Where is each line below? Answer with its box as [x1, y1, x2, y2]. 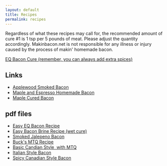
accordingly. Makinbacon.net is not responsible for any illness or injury [5, 41, 152, 47]
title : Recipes [5, 12, 37, 17]
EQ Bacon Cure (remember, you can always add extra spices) [5, 56, 133, 62]
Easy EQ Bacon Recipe [12, 123, 60, 129]
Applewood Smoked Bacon [12, 84, 69, 91]
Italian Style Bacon [12, 149, 52, 155]
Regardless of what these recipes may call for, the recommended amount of [5, 31, 162, 37]
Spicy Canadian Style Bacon [12, 155, 71, 161]
